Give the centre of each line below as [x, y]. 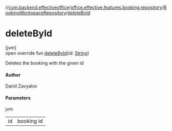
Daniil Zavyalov [21, 86]
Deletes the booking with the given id [45, 63]
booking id [30, 121]
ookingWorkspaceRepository [36, 13]
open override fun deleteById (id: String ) [47, 53]
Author [13, 75]
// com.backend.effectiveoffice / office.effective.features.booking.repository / [84, 7]
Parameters [18, 98]
